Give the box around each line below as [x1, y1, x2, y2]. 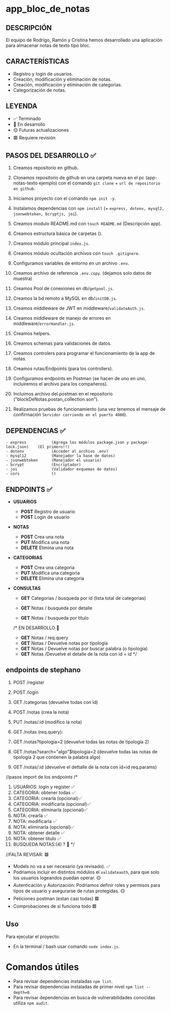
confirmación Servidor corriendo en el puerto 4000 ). [13, 412, 128, 418]
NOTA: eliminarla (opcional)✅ [13, 824, 75, 830]
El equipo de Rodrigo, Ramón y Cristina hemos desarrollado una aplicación [6, 37, 162, 43]
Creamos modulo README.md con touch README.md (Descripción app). [13, 221, 162, 227]
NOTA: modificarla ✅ [13, 818, 57, 824]
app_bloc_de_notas [6, 3, 90, 15]
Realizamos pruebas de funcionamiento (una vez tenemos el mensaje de [13, 406, 166, 412]
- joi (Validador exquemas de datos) [6, 467, 118, 472]
